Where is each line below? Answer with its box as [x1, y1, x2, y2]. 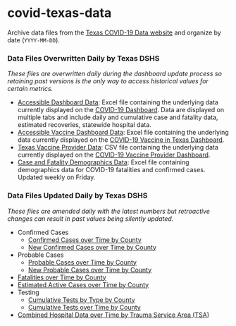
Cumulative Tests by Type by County [27, 295, 135, 304]
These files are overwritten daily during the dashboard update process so [7, 69, 222, 78]
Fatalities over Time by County [17, 273, 107, 282]
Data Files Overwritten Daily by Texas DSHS [7, 53, 160, 63]
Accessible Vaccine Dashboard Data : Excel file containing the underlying [17, 128, 229, 137]
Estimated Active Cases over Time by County [17, 280, 149, 289]
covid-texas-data [7, 5, 112, 21]
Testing [17, 288, 40, 296]
